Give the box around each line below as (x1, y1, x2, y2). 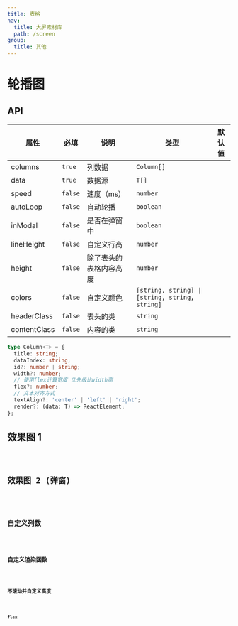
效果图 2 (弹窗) (7, 475, 71, 486)
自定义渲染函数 (7, 556, 48, 563)
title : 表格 (7, 10, 40, 18)
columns (11, 162, 40, 171)
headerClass (11, 311, 53, 320)
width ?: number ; (13, 370, 62, 377)
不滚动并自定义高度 (7, 588, 52, 595)
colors (11, 293, 32, 302)
